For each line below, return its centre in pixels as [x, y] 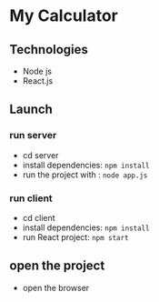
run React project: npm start [75, 237]
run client [31, 198]
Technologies [49, 50]
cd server [40, 155]
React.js [38, 81]
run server [33, 136]
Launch [31, 110]
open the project [57, 266]
